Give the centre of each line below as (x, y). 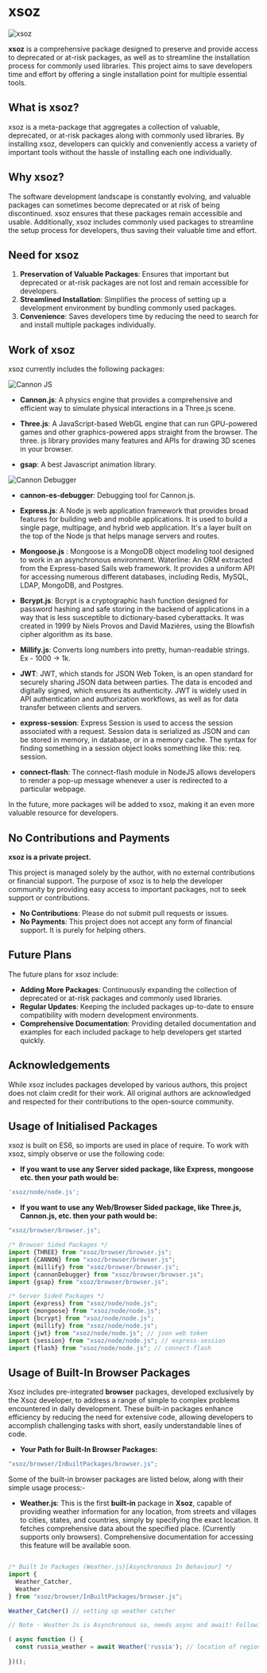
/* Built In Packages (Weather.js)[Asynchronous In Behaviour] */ (120, 1567)
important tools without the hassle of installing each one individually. (120, 152)
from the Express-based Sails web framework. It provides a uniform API (137, 569)
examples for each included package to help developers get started (131, 1031)
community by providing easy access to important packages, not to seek (128, 889)
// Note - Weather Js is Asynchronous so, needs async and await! (120, 1625)
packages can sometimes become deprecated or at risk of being (114, 204)
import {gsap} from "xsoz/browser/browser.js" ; (89, 1282)
